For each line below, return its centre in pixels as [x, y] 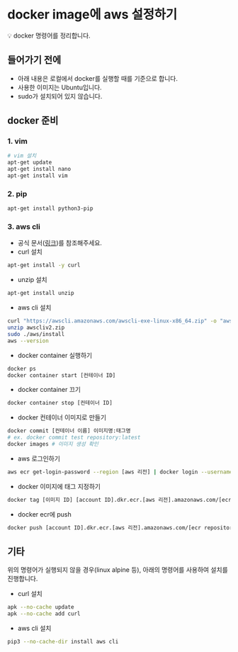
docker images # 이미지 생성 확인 [53, 444]
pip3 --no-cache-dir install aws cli [63, 642]
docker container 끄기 [49, 390]
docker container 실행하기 [55, 355]
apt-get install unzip [41, 293]
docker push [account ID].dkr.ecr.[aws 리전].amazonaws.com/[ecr [104, 528]
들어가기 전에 [34, 60]
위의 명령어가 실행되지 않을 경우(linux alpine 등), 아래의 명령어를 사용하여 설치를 [118, 570]
